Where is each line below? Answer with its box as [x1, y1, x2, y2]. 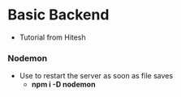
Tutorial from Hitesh [19, 32, 86, 42]
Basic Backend [7, 6, 110, 24]
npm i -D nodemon [31, 79, 96, 90]
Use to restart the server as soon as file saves [19, 71, 174, 81]
